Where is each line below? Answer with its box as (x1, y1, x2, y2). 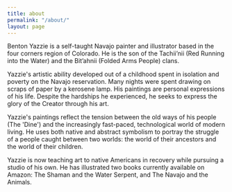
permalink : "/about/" (7, 17, 70, 24)
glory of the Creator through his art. (7, 100, 109, 108)
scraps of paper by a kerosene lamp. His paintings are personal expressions (7, 85, 225, 94)
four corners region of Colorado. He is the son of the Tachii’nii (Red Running (7, 49, 224, 58)
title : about (7, 10, 45, 17)
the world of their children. (7, 143, 83, 151)
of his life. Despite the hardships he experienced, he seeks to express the (7, 92, 217, 101)
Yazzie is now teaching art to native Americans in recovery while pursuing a (7, 156, 224, 164)
